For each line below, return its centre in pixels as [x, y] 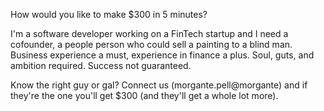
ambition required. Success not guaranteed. [101, 65]
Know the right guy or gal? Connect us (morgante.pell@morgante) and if [159, 85]
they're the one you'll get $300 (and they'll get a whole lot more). [144, 95]
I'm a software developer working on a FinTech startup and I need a [149, 33]
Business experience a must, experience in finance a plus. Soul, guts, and [162, 55]
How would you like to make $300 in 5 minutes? [109, 14]
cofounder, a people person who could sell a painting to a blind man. [151, 44]
